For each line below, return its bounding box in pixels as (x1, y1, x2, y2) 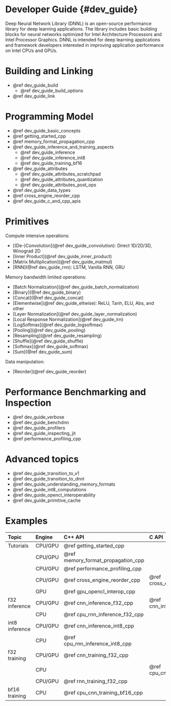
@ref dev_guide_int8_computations (12, 486, 87, 492)
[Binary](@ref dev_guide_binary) (12, 289, 81, 295)
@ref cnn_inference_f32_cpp (63, 599, 133, 606)
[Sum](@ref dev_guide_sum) (12, 349, 73, 355)
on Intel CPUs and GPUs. (5, 47, 58, 53)
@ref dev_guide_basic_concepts (12, 127, 81, 133)
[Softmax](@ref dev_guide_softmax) (12, 343, 89, 349)
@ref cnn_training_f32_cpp (63, 652, 129, 659)
